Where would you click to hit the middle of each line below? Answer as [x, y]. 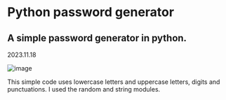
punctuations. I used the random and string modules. [84, 89]
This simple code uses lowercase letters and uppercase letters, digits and [114, 82]
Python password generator [91, 12]
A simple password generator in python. [97, 38]
